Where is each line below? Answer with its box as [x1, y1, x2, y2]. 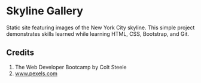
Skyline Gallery [6, 4, 84, 18]
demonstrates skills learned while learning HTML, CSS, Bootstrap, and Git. [6, 30, 190, 37]
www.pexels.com [14, 70, 58, 77]
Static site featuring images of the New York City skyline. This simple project [6, 24, 195, 31]
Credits [6, 48, 35, 58]
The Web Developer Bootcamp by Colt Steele [14, 63, 127, 70]
